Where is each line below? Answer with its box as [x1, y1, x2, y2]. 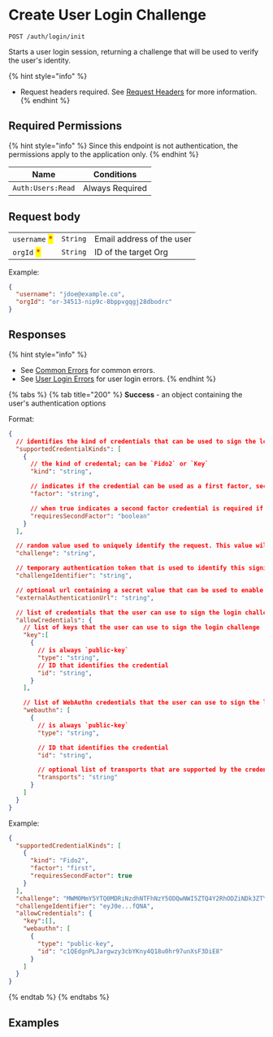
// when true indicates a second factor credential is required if [29, 504, 264, 513]
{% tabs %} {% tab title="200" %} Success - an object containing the [8, 389, 243, 399]
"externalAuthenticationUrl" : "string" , [15, 593, 154, 602]
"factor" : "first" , [29, 864, 96, 873]
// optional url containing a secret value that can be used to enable [15, 586, 264, 594]
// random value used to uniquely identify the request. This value [15, 542, 253, 550]
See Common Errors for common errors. [19, 365, 156, 375]
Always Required [82, 182, 148, 193]
